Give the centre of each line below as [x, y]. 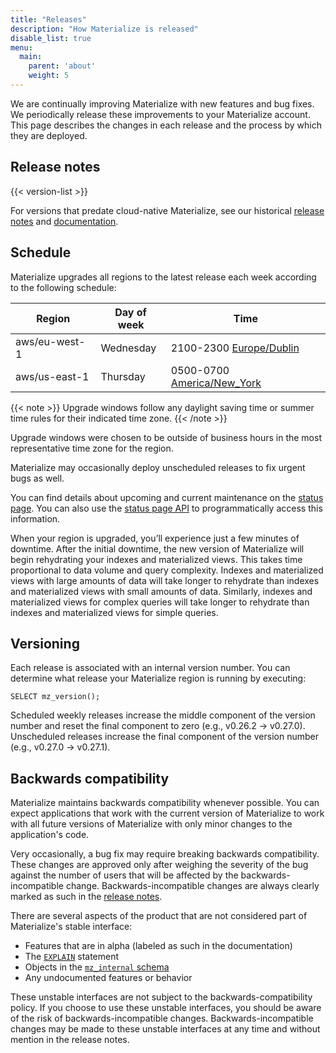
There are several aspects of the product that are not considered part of [159, 916]
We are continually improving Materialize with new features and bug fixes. [162, 103]
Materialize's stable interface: [71, 927]
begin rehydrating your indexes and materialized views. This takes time [156, 559]
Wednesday [128, 348]
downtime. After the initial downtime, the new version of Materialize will [157, 548]
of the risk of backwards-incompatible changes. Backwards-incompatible [162, 1018]
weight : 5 [49, 76]
